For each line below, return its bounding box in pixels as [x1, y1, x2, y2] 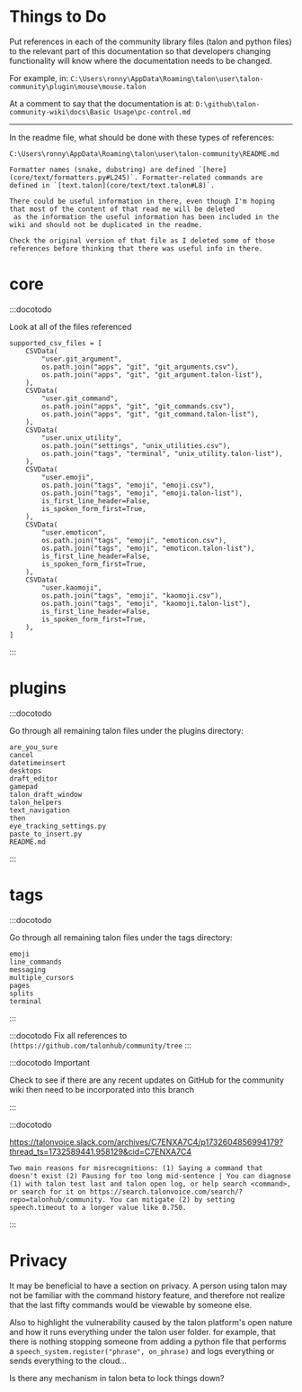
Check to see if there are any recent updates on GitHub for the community [9, 1075, 285, 1085]
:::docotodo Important [9, 1057, 91, 1067]
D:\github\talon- [195, 99, 261, 109]
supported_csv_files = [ [9, 338, 102, 348]
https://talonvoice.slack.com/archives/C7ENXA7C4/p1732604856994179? [9, 1136, 284, 1147]
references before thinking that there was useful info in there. [9, 243, 263, 253]
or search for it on [9, 1187, 87, 1196]
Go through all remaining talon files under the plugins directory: [9, 725, 244, 736]
